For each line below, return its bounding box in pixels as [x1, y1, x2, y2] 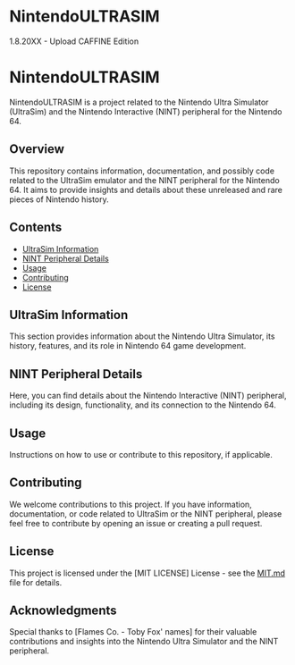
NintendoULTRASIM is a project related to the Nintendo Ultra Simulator [9, 97, 269, 107]
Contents [9, 220, 63, 235]
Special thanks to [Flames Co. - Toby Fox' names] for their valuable [9, 627, 257, 637]
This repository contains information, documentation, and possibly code [9, 165, 275, 176]
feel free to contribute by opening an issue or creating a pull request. [9, 518, 263, 528]
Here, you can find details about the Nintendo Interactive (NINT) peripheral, [9, 391, 288, 401]
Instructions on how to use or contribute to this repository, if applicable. [9, 449, 273, 459]
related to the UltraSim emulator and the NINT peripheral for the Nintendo [9, 174, 280, 185]
